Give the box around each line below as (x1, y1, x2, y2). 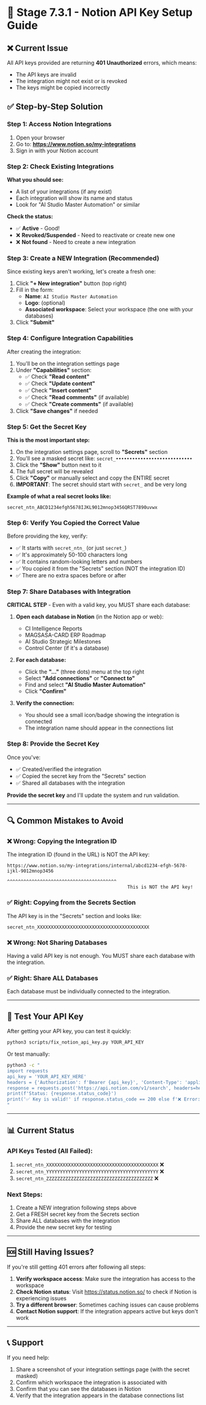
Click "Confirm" (24, 688, 67, 695)
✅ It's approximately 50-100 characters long (15, 551, 128, 558)
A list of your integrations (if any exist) (15, 188, 112, 195)
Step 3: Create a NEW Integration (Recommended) (7, 254, 160, 262)
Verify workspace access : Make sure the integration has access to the (15, 1275, 196, 1282)
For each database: (15, 656, 67, 664)
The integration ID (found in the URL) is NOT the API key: (7, 851, 150, 858)
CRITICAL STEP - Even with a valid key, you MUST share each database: (7, 601, 191, 609)
